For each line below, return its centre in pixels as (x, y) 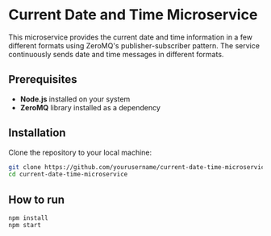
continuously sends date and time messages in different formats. (116, 54)
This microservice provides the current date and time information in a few (130, 37)
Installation (37, 133)
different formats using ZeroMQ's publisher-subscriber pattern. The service (134, 45)
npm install (28, 218)
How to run (37, 199)
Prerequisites (43, 79)
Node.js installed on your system (75, 99)
